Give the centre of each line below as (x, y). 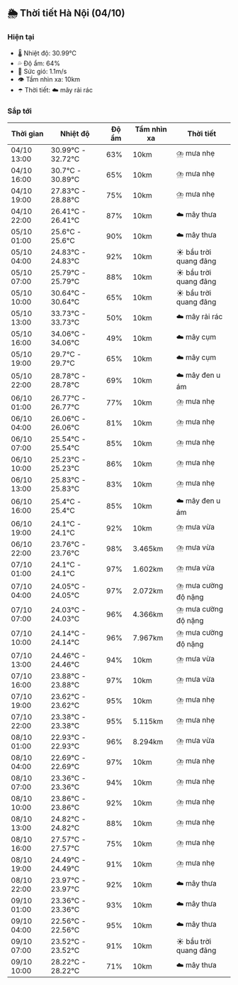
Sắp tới (19, 111)
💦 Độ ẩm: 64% (39, 63)
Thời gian (27, 134)
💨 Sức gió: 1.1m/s (42, 71)
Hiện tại (21, 37)
